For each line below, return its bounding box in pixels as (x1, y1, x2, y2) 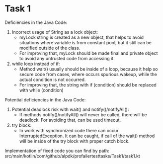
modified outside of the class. (19, 45, 81, 51)
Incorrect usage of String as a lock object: (11, 29, 98, 35)
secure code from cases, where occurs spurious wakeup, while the (19, 71, 157, 77)
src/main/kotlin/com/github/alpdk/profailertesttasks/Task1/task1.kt (4, 153, 140, 159)
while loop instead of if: (11, 61, 60, 67)
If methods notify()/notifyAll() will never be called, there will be (19, 111, 147, 117)
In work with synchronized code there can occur (19, 127, 119, 133)
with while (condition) (19, 87, 64, 93)
